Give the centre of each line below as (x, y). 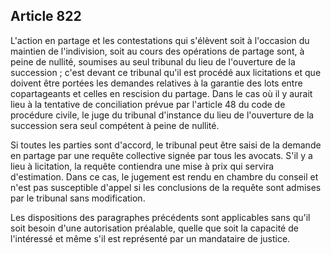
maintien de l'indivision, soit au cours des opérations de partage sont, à (157, 51)
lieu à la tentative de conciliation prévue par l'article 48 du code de (148, 104)
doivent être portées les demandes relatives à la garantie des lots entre (156, 83)
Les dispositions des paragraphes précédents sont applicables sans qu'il (160, 217)
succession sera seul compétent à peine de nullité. (115, 125)
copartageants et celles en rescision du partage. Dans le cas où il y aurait (161, 93)
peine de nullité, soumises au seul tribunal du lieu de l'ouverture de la (153, 61)
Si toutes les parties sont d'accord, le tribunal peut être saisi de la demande (166, 145)
